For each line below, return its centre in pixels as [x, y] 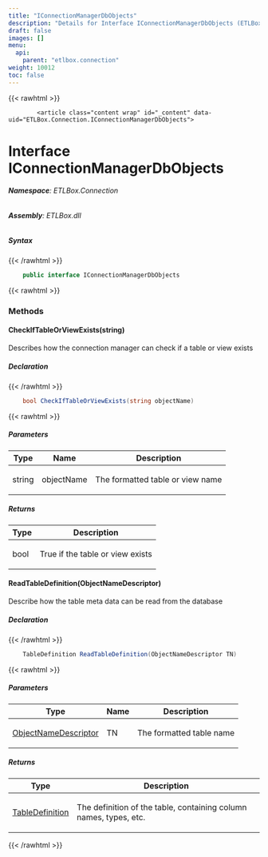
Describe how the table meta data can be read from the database [116, 601]
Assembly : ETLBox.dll [45, 216]
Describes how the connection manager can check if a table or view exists [131, 348]
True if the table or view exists [96, 554]
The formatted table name [186, 732]
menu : [17, 46]
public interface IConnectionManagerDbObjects [101, 275]
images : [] [26, 38]
